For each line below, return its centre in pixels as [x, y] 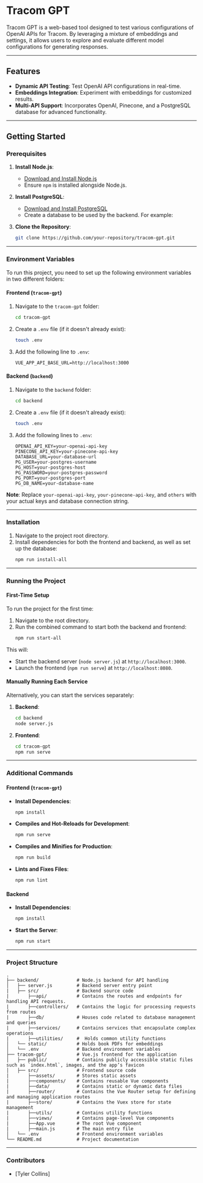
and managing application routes [48, 1097]
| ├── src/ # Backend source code [70, 991]
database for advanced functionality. [61, 112]
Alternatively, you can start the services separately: [70, 695]
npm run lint [31, 880]
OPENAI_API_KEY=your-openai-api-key [61, 446]
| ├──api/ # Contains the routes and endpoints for [94, 996]
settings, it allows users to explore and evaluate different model [85, 40]
